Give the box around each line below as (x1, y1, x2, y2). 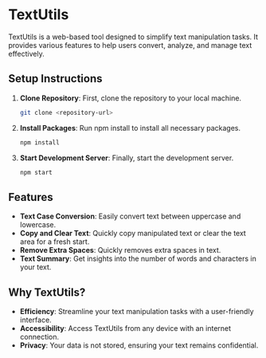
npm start (19, 168, 53, 176)
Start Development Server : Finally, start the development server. (19, 153, 234, 163)
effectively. (8, 49, 45, 58)
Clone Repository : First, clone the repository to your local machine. (19, 93, 241, 103)
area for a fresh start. (19, 237, 90, 246)
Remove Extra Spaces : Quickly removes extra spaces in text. (19, 246, 221, 255)
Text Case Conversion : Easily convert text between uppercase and (19, 211, 241, 221)
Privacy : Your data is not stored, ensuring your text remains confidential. (19, 340, 259, 350)
